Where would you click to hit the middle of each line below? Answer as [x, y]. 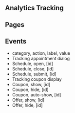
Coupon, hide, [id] [30, 90]
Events [16, 41]
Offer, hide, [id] [27, 105]
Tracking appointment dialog [41, 58]
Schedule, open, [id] [33, 64]
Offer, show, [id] [28, 100]
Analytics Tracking [35, 8]
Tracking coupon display [37, 79]
